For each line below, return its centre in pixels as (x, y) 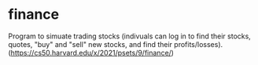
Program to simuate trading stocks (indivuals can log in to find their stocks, (130, 36)
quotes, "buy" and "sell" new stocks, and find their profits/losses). (116, 44)
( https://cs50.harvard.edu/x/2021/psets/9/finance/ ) (91, 52)
